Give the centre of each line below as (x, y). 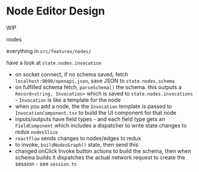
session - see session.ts (46, 164)
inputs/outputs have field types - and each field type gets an (90, 119)
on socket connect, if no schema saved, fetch (71, 74)
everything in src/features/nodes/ (49, 51)
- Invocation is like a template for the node (68, 100)
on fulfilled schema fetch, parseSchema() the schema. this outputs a (98, 87)
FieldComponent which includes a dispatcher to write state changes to (101, 125)
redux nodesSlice (36, 132)
